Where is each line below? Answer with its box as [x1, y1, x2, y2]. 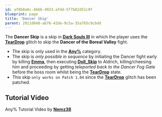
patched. [12, 80, 30, 85]
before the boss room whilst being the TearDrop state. [12, 69, 122, 75]
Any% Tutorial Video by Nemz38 [5, 106, 72, 112]
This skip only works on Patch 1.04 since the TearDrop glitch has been [12, 74, 156, 80]
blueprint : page [5, 12, 38, 17]
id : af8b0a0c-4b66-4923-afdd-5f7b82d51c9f [5, 7, 93, 12]
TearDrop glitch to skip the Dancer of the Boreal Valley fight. [5, 39, 128, 45]
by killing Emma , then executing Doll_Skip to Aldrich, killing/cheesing [12, 59, 152, 65]
